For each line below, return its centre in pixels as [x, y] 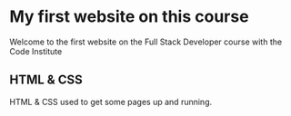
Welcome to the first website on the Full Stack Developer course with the [146, 42]
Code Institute [36, 51]
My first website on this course [129, 17]
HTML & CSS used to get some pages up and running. [111, 101]
